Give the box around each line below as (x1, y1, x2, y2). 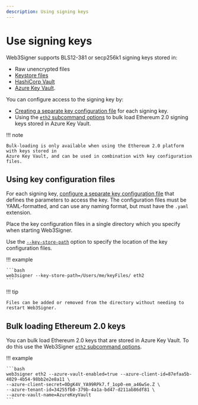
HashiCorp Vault (14, 78, 55, 85)
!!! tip (6, 288, 19, 295)
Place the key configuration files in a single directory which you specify (6, 221, 181, 228)
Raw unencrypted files (14, 65, 70, 72)
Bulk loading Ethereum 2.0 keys (6, 321, 126, 331)
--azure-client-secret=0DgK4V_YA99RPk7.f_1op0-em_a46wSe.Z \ (6, 382, 161, 388)
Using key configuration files (6, 174, 116, 184)
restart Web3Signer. (6, 305, 58, 311)
